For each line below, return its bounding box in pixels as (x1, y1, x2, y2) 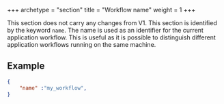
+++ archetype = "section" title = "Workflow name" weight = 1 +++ (7, 6, 196, 14)
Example (7, 60, 45, 72)
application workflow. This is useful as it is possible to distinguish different (7, 33, 216, 41)
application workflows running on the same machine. (7, 41, 156, 48)
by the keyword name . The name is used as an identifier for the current (7, 27, 204, 34)
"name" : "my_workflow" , (19, 84, 87, 91)
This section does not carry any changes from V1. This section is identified (7, 19, 217, 27)
